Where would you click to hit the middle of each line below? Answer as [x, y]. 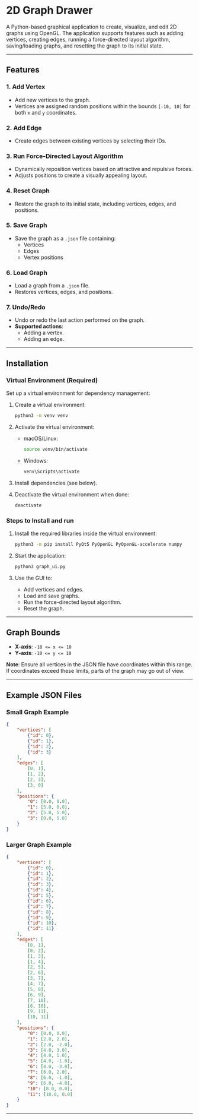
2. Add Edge [24, 128]
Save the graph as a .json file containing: [65, 238]
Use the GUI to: [33, 578]
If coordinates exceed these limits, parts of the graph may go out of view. [95, 671]
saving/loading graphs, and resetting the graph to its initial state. [85, 46]
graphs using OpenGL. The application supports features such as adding [95, 33]
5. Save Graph [27, 225]
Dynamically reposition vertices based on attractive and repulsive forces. [104, 169]
